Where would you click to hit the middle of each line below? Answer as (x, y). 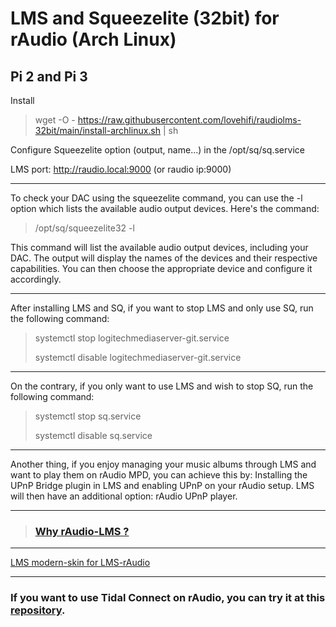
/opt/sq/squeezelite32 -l (84, 228)
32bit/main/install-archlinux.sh (98, 130)
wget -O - (55, 120)
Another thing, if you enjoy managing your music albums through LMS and (163, 464)
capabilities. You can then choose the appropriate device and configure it (161, 268)
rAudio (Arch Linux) (93, 39)
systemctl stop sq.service (88, 416)
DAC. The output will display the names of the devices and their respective (164, 258)
